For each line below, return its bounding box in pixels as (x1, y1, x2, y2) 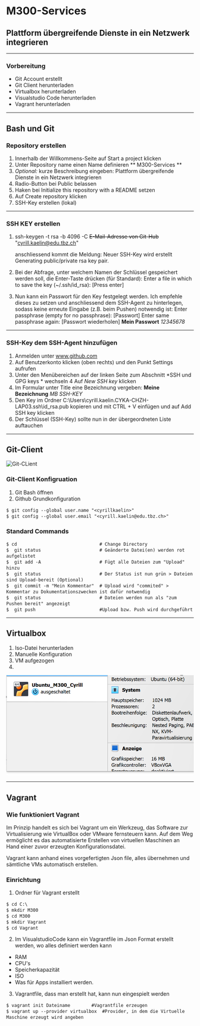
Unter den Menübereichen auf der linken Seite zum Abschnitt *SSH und (14, 371, 192, 379)
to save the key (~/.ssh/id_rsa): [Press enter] (14, 281, 124, 289)
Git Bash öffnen (14, 489, 54, 496)
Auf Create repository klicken (14, 192, 87, 200)
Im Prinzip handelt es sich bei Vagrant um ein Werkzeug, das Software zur (6, 824, 189, 831)
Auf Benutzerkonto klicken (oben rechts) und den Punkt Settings (14, 358, 173, 365)
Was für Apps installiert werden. (14, 979, 94, 986)
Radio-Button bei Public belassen (14, 180, 97, 187)
